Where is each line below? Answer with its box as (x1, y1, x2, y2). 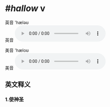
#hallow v (5, 3, 46, 14)
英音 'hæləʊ (5, 19, 29, 25)
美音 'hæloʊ (5, 47, 29, 53)
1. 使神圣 (5, 96, 24, 103)
